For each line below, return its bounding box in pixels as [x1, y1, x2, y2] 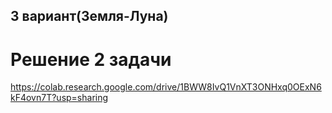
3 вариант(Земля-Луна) [10, 8, 169, 25]
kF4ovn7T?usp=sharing [10, 92, 109, 104]
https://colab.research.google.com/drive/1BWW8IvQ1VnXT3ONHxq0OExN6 [10, 81, 322, 93]
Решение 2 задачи [10, 48, 172, 71]
